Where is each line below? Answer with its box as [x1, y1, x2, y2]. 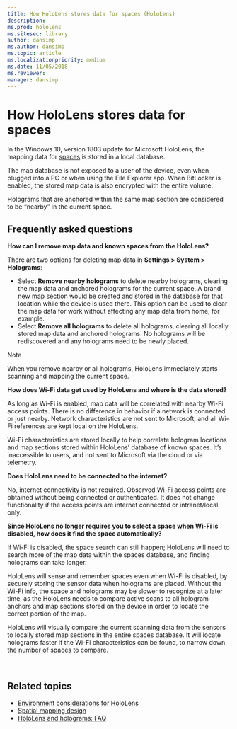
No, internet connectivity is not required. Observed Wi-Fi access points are [7, 486, 226, 494]
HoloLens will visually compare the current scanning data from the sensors [7, 624, 226, 632]
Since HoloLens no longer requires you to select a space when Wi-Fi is [7, 522, 219, 531]
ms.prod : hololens [7, 23, 62, 30]
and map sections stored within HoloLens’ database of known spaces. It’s [7, 443, 222, 452]
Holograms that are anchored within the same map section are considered [7, 195, 224, 204]
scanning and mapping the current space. [7, 372, 129, 381]
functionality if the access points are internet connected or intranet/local [7, 500, 219, 510]
